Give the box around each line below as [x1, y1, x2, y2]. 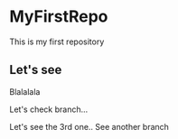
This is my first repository [9, 36, 105, 47]
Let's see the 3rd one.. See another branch [9, 121, 170, 132]
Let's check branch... [9, 104, 89, 115]
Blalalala [9, 86, 41, 97]
